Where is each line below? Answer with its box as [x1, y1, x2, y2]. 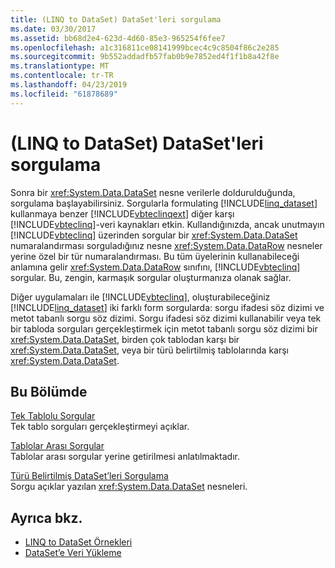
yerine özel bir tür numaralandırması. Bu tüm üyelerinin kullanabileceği [10, 250, 300, 262]
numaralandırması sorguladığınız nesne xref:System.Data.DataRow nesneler [10, 239, 323, 251]
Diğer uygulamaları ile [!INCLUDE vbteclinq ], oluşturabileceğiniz [10, 291, 271, 303]
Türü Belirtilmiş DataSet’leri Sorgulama [10, 470, 169, 482]
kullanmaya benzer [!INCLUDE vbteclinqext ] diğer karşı [10, 207, 235, 220]
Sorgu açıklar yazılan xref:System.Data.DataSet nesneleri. [10, 481, 248, 493]
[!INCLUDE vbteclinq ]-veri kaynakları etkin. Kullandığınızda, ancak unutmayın [10, 218, 325, 230]
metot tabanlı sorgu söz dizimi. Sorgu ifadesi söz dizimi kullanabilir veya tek [10, 312, 322, 324]
